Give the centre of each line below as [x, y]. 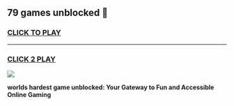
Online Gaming [29, 94]
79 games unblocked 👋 [58, 13]
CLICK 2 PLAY [31, 59]
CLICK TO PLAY [34, 33]
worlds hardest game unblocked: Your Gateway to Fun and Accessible [111, 87]
